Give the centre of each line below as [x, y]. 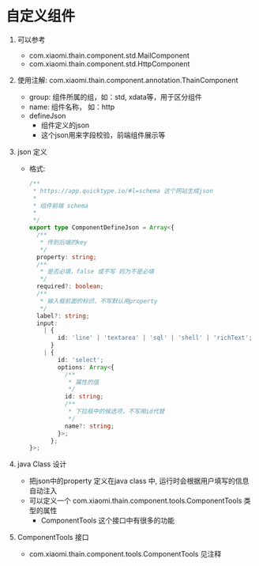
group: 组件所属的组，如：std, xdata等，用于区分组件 [116, 96]
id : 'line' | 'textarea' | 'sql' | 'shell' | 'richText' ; [155, 338]
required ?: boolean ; [70, 287]
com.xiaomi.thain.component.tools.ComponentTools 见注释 [125, 554]
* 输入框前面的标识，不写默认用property [99, 301]
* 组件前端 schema [60, 206]
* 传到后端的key [64, 242]
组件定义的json [65, 125]
